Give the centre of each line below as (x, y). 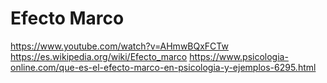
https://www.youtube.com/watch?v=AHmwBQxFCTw (119, 46)
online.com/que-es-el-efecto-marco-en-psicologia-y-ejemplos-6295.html (163, 67)
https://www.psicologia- (239, 56)
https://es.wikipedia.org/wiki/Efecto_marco (99, 56)
